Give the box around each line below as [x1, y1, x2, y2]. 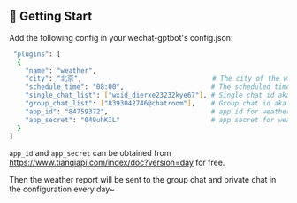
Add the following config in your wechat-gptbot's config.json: [9, 32, 233, 43]
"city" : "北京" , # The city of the [25, 74, 280, 83]
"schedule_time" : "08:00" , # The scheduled [25, 82, 271, 91]
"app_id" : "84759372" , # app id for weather [25, 107, 291, 116]
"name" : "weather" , [25, 66, 97, 75]
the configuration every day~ [9, 183, 115, 195]
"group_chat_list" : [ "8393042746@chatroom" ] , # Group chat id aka [25, 99, 287, 108]
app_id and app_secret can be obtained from [9, 148, 171, 159]
